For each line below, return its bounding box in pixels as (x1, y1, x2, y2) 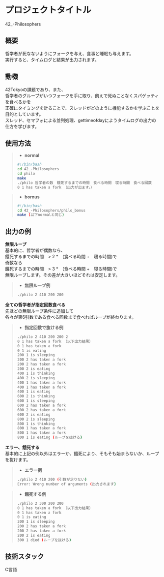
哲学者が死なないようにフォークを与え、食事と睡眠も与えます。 (5, 50, 134, 57)
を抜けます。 (5, 457, 31, 463)
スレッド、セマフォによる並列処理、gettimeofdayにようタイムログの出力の (5, 117, 156, 123)
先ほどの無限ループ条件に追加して (5, 308, 74, 314)
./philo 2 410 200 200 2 (17, 334, 68, 339)
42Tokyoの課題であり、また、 (5, 87, 66, 92)
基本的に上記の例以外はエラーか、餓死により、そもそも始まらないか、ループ (5, 451, 160, 456)
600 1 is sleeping (17, 398, 55, 403)
